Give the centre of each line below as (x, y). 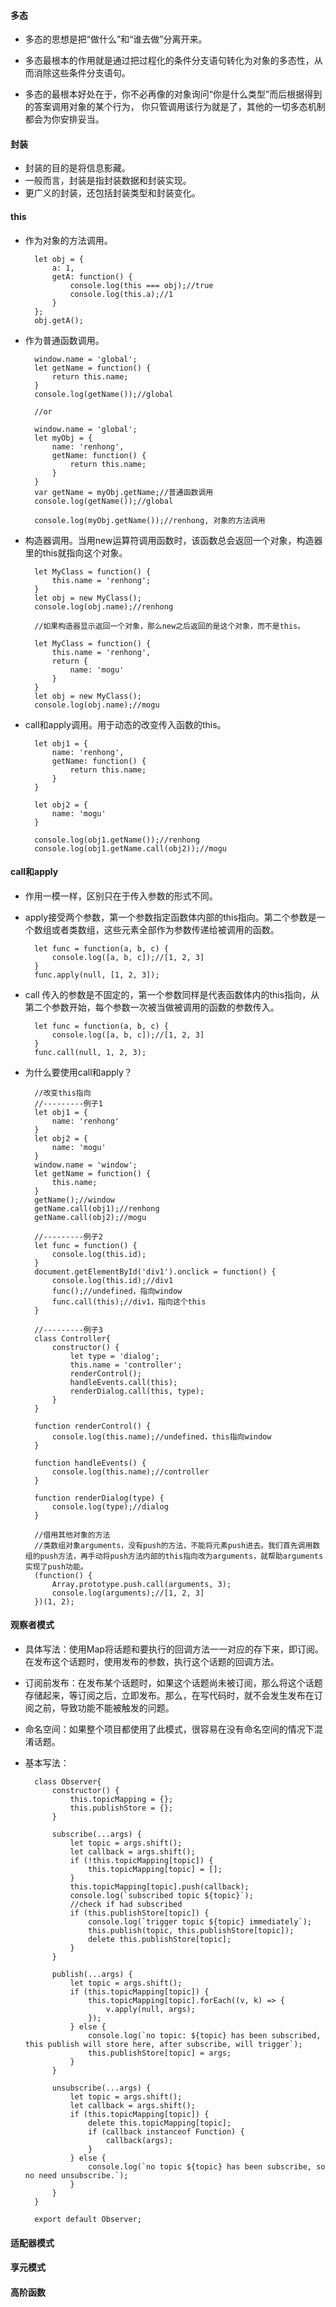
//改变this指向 (63, 1093)
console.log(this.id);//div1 (112, 1280)
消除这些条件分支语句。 (82, 73)
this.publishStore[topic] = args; (160, 2053)
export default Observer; (88, 2220)
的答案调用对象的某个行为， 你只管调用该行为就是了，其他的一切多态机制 (175, 107)
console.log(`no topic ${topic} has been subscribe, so (207, 2167)
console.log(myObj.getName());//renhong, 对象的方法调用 (150, 520)
